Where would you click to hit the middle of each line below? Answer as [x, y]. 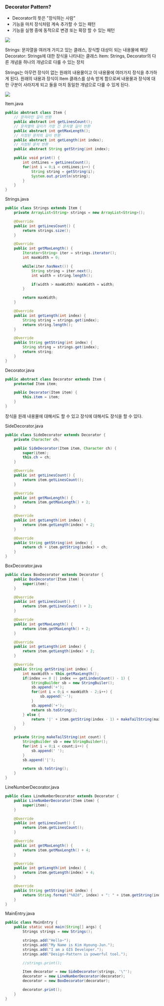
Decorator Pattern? [28, 7]
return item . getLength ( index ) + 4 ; [59, 873]
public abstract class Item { [36, 113]
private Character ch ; [37, 439]
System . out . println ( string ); [61, 176]
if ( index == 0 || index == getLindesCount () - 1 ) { [76, 678]
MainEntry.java [20, 914]
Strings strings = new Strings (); [58, 932]
